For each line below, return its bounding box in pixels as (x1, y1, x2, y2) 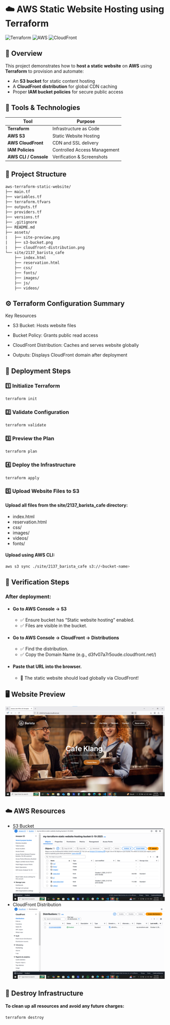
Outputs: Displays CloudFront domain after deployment (12, 352, 127, 358)
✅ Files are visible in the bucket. (20, 623, 88, 629)
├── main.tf (5, 189, 30, 194)
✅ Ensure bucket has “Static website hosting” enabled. (20, 617, 135, 623)
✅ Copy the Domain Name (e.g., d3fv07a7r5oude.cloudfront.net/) (20, 652, 157, 658)
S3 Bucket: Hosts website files (12, 323, 76, 329)
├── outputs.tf (5, 204, 37, 209)
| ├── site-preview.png (5, 235, 60, 240)
